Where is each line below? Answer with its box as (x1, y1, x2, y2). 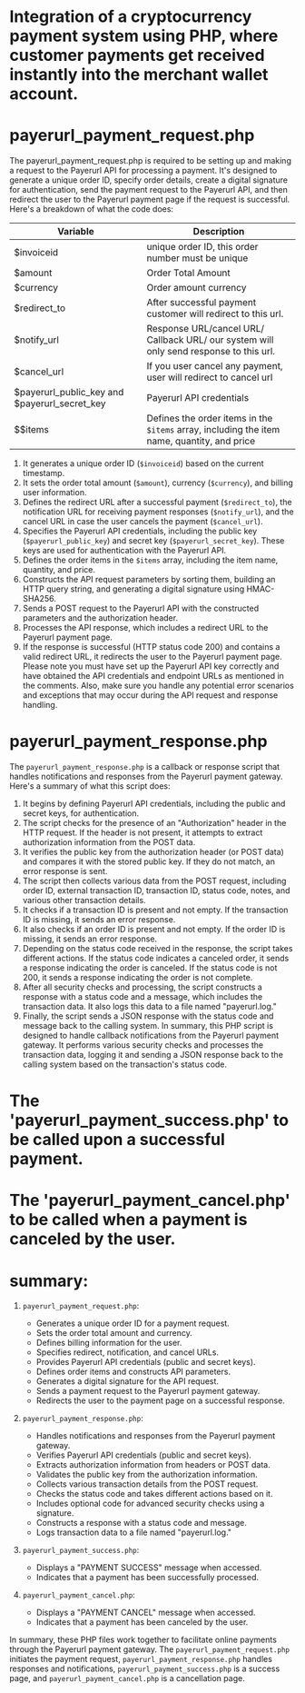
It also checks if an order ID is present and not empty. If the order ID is (22, 924, 286, 935)
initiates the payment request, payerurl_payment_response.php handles (9, 1654, 272, 1665)
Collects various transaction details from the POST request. (35, 1479, 259, 1489)
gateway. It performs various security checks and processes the (22, 1040, 264, 1051)
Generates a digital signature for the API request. (35, 1376, 220, 1387)
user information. (22, 487, 87, 498)
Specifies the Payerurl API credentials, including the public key (22, 525, 258, 537)
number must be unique (146, 252, 249, 264)
